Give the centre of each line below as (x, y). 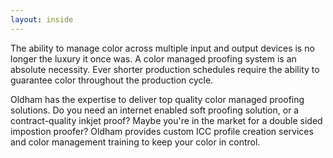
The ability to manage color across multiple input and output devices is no (162, 48)
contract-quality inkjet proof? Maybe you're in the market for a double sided (166, 120)
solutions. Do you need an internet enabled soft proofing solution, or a (155, 110)
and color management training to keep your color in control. (135, 142)
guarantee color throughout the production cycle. (112, 80)
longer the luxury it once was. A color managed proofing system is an (153, 58)
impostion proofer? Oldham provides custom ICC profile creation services (162, 131)
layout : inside (42, 19)
